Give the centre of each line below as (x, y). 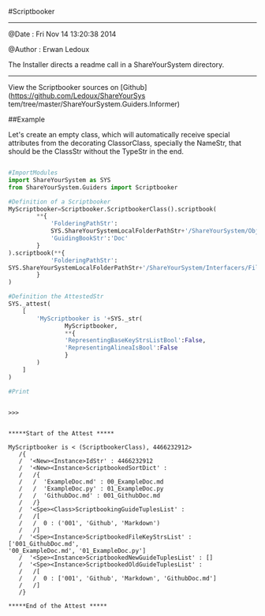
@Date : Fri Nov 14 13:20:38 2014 (62, 34)
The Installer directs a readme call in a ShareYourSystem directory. (116, 65)
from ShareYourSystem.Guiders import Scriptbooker (93, 187)
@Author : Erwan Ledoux (49, 49)
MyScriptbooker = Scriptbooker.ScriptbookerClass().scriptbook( (112, 209)
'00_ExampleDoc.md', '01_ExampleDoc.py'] (77, 551)
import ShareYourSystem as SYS (60, 180)
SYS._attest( (30, 304)
